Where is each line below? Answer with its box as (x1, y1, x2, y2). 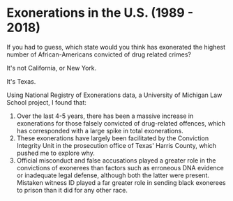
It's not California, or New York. (6, 64, 97, 72)
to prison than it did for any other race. (16, 186, 128, 194)
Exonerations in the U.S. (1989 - (6, 5, 194, 21)
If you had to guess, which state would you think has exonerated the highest (6, 43, 226, 51)
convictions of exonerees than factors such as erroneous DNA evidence (16, 163, 225, 172)
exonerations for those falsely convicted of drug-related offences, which (16, 119, 226, 127)
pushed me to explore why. (16, 149, 95, 157)
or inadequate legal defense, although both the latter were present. (16, 171, 210, 179)
